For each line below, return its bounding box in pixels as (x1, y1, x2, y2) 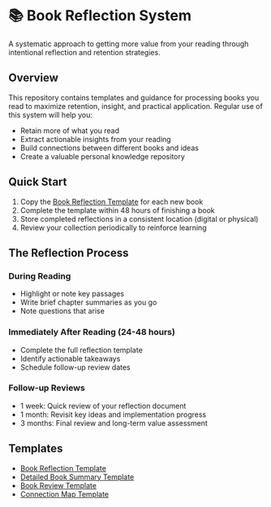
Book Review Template (19, 480, 97, 490)
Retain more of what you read (19, 125, 120, 135)
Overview (8, 71, 59, 85)
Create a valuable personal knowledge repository (19, 151, 185, 161)
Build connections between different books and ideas (19, 143, 199, 153)
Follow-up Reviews (8, 383, 85, 394)
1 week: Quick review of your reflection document (19, 401, 187, 410)
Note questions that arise (19, 306, 105, 316)
